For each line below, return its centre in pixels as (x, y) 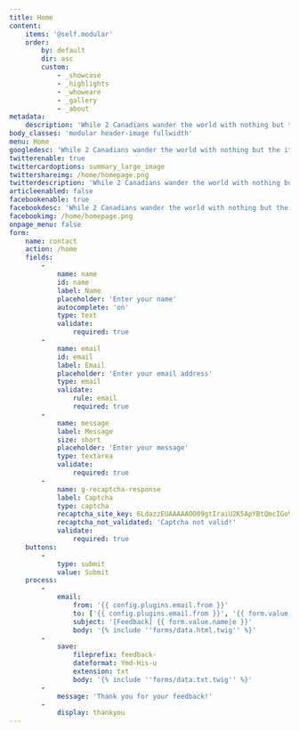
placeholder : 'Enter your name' (117, 299)
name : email (79, 348)
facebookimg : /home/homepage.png (71, 216)
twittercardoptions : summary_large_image (87, 167)
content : (25, 26)
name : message (83, 423)
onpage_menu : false (45, 224)
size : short (79, 440)
